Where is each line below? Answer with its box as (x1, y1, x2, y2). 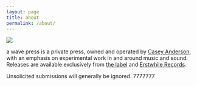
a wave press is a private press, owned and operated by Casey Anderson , (6, 48, 192, 55)
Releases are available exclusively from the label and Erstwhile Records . (6, 61, 187, 68)
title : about (6, 15, 40, 21)
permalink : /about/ (6, 20, 56, 26)
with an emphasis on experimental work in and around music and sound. (6, 55, 188, 62)
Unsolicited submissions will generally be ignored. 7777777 (6, 73, 155, 80)
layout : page (6, 8, 40, 15)
